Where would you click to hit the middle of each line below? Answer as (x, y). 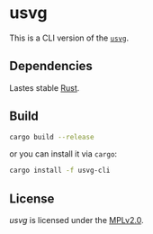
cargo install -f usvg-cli (60, 171)
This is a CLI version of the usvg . (69, 38)
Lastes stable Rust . (45, 87)
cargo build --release (52, 137)
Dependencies (51, 66)
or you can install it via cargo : (63, 154)
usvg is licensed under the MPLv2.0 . (76, 220)
